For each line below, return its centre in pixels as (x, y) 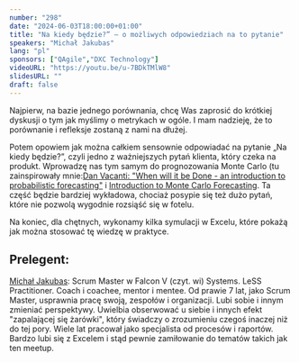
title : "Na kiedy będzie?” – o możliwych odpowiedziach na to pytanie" (146, 34)
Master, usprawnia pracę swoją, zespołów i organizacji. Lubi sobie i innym (146, 300)
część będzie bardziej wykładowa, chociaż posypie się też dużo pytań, (141, 195)
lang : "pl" (30, 51)
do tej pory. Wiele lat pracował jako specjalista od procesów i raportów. (141, 329)
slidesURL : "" (36, 77)
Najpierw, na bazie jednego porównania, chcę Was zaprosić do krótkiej (141, 110)
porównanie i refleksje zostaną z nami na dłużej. (99, 129)
